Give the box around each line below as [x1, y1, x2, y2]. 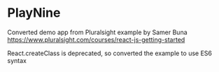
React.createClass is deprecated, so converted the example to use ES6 [7, 49, 212, 57]
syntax [7, 56, 27, 64]
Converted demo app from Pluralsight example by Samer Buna [7, 28, 188, 36]
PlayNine [7, 5, 61, 21]
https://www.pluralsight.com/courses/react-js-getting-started [7, 35, 185, 43]
